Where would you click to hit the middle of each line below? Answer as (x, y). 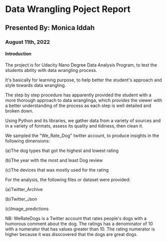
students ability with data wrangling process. (51, 70)
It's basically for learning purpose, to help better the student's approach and (83, 80)
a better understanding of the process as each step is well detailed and (78, 105)
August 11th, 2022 (28, 42)
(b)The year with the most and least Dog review (54, 160)
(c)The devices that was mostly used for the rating (57, 170)
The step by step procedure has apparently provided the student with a (78, 95)
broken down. (19, 110)
